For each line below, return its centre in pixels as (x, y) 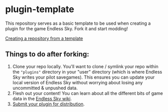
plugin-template (40, 9)
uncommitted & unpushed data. (45, 88)
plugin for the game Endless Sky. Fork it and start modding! (67, 28)
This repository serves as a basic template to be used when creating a (78, 23)
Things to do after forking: (47, 54)
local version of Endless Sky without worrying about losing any (78, 82)
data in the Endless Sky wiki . (42, 98)
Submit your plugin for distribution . (49, 104)
